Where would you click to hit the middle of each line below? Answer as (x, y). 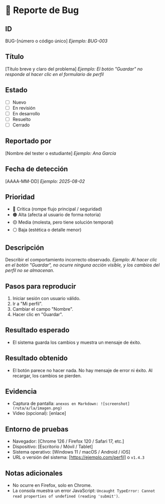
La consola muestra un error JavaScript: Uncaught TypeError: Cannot (84, 491)
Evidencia (21, 391)
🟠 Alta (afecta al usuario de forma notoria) (57, 215)
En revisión (24, 108)
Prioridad (20, 197)
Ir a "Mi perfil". (27, 304)
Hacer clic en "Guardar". (38, 314)
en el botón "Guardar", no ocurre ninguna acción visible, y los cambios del (82, 265)
